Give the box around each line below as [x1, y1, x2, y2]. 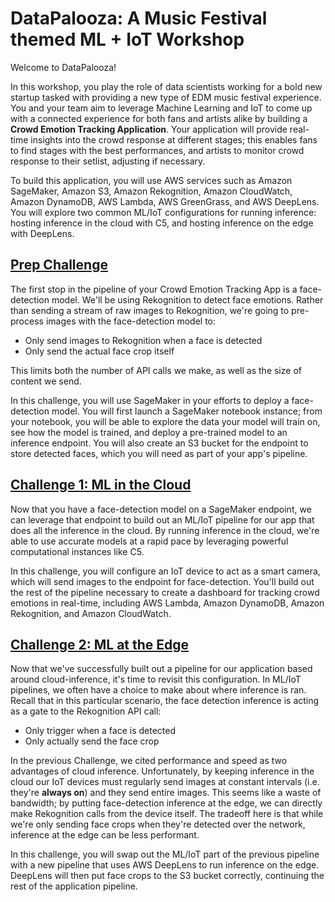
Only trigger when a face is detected [24, 725, 177, 737]
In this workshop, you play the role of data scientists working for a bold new [10, 80, 323, 92]
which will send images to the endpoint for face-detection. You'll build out [10, 575, 315, 587]
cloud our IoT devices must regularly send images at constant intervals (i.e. [10, 776, 320, 788]
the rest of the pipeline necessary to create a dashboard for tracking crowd [10, 586, 320, 598]
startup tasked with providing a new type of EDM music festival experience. [10, 91, 322, 103]
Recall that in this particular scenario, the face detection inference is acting [10, 695, 320, 707]
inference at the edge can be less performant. [10, 829, 200, 841]
